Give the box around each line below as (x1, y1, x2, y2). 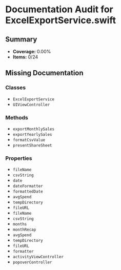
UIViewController (12, 102, 50, 107)
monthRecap (12, 227, 36, 233)
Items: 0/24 (12, 54, 38, 60)
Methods (5, 114, 28, 121)
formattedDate (12, 189, 43, 194)
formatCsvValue (12, 137, 46, 142)
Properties (5, 155, 32, 162)
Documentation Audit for (5, 4, 114, 15)
